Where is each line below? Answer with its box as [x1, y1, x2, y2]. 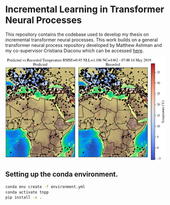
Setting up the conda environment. [5, 170, 118, 179]
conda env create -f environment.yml [5, 184, 86, 189]
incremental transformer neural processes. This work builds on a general [5, 37, 158, 43]
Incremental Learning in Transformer [5, 4, 164, 15]
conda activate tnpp [5, 190, 49, 195]
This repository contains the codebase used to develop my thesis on [5, 31, 149, 37]
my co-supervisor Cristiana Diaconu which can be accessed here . [5, 47, 144, 54]
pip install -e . [5, 195, 42, 200]
